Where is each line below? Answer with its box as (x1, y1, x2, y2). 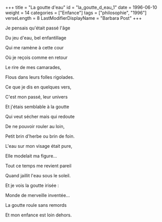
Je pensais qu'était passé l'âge (5, 25, 71, 31)
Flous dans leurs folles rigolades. (5, 74, 75, 80)
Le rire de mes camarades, (5, 65, 61, 70)
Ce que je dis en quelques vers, (5, 84, 72, 90)
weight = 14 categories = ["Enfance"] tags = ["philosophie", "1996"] (5, 10, 147, 16)
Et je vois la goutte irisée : (5, 182, 59, 188)
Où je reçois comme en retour (5, 54, 68, 60)
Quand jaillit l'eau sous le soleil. (5, 173, 71, 178)
